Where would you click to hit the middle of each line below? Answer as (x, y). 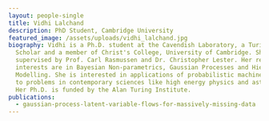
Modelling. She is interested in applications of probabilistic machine (139, 75)
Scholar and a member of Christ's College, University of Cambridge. (134, 53)
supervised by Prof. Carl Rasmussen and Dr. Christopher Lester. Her (134, 60)
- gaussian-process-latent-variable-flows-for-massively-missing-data (136, 104)
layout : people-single (46, 16)
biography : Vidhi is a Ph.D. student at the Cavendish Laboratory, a (127, 45)
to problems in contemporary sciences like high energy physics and (132, 82)
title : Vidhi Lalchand (46, 23)
